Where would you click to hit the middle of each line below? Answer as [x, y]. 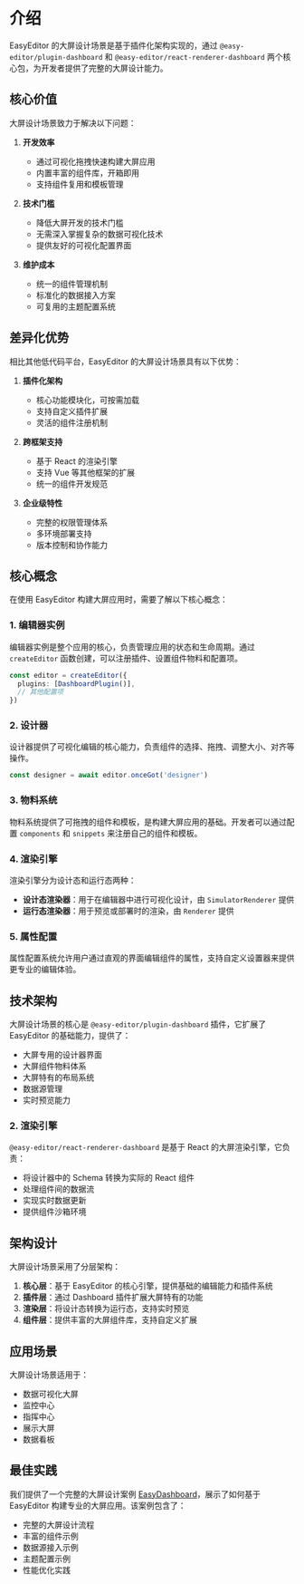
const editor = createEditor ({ [68, 675]
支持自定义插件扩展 [72, 411]
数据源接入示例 [50, 1547]
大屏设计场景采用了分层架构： [65, 1267]
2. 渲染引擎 [33, 1125]
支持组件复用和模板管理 [80, 184]
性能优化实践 [46, 1570]
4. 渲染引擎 [33, 859]
